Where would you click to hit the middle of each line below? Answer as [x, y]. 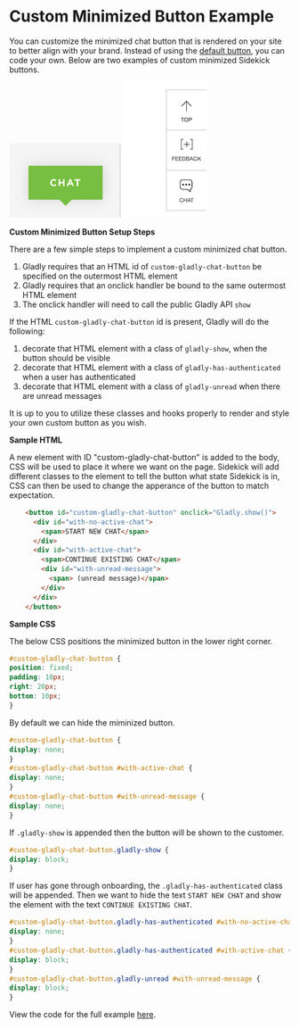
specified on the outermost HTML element [100, 276]
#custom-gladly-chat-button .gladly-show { [89, 850]
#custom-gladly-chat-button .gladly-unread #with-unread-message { [135, 979]
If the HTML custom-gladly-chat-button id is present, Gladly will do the [139, 321]
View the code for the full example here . [83, 1015]
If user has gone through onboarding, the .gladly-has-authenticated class [146, 886]
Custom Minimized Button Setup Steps [82, 232]
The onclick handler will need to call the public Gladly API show [136, 304]
